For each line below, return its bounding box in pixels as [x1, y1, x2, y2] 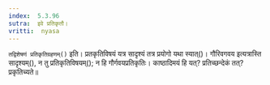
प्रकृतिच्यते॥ [8, 67, 39, 77]
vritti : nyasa [8, 27, 60, 35]
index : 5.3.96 [8, 11, 60, 20]
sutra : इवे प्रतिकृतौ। [8, 19, 69, 28]
